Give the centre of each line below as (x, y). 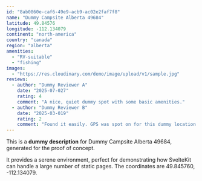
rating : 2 (30, 119)
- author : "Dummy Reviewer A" (50, 85)
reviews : (17, 79)
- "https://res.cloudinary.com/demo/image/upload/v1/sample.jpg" (96, 74)
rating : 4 (30, 96)
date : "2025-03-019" (43, 113)
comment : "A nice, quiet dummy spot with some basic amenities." (101, 102)
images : (16, 68)
